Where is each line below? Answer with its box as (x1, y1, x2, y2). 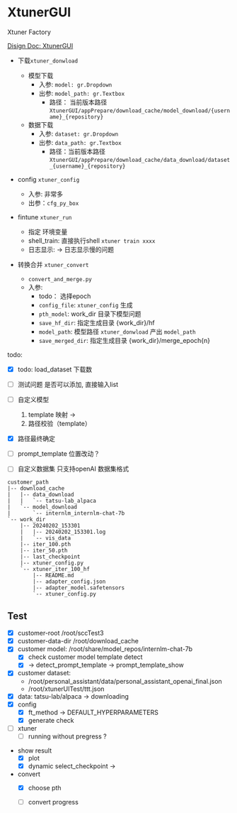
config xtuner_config (17, 175, 80, 183)
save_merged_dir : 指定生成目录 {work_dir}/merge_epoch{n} (38, 336, 211, 344)
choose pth (28, 784, 62, 792)
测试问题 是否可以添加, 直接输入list (17, 381, 119, 388)
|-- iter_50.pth (20, 547, 69, 555)
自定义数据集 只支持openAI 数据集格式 (17, 464, 129, 473)
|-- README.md (33, 572, 74, 579)
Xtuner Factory (7, 28, 52, 36)
